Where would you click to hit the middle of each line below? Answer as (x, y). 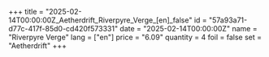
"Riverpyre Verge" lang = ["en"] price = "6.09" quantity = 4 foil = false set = (135, 37)
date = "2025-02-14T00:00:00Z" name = (189, 28)
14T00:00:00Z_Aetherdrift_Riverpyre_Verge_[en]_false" (100, 20)
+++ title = (26, 12)
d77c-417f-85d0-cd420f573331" (63, 28)
